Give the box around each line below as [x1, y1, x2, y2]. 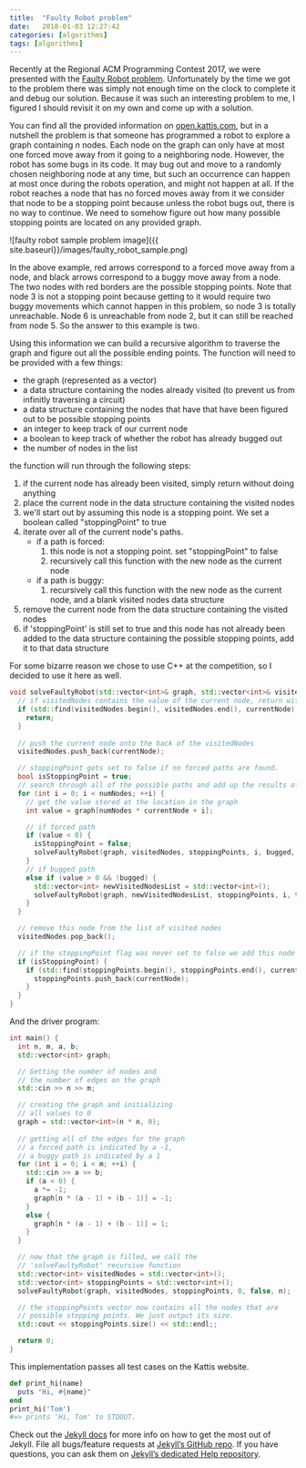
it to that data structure [22, 643, 109, 654]
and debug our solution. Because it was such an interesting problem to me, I [9, 93, 296, 104]
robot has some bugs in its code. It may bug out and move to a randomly [9, 159, 282, 170]
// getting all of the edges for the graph [17, 1134, 185, 1143]
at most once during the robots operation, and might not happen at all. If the [9, 179, 294, 190]
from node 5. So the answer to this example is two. [9, 320, 200, 331]
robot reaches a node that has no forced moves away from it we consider [9, 188, 285, 199]
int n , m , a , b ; [17, 1041, 79, 1051]
